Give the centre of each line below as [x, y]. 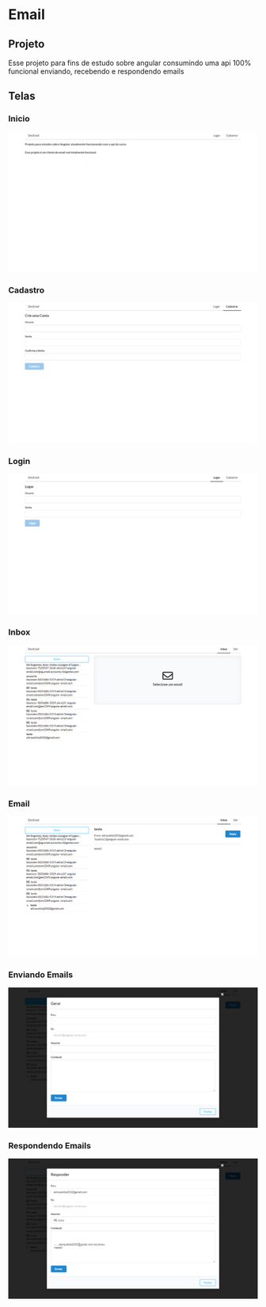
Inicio [19, 119]
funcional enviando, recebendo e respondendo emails [96, 71]
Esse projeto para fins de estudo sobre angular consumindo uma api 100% [130, 63]
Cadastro [27, 289]
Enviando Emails [41, 975]
